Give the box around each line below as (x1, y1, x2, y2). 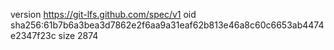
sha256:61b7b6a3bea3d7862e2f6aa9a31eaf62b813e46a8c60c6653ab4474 (10, 19, 325, 31)
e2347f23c (10, 30, 57, 41)
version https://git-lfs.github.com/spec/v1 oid (10, 9, 197, 20)
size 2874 (58, 30, 99, 41)
